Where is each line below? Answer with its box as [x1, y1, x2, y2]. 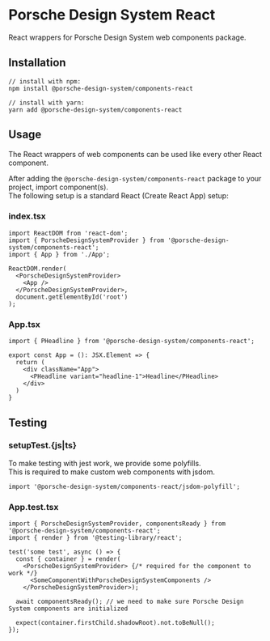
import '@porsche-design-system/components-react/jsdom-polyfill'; [8, 482, 241, 490]
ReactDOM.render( [8, 265, 67, 273]
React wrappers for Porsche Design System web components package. [8, 32, 247, 42]
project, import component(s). [8, 182, 109, 192]
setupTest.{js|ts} [8, 439, 77, 451]
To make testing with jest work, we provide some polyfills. [8, 458, 201, 468]
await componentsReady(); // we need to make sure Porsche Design [15, 597, 244, 606]
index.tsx [8, 210, 46, 222]
